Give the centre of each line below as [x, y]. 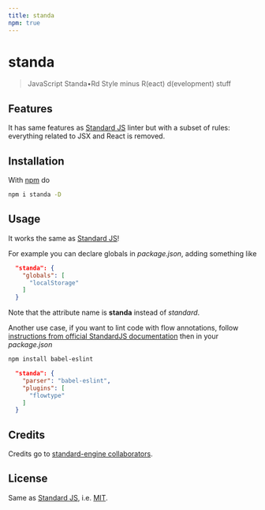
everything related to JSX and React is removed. [87, 136]
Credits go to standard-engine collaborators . [80, 454]
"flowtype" [47, 395]
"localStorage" [54, 283]
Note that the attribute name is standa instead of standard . [104, 312]
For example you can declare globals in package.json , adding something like [132, 253]
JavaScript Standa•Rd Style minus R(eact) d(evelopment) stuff [129, 84]
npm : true [24, 23]
